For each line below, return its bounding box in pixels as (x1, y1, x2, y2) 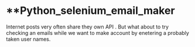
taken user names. (6, 35, 51, 42)
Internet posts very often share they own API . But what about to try (6, 23, 169, 30)
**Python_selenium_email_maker (6, 4, 175, 17)
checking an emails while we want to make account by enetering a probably (6, 29, 189, 36)
